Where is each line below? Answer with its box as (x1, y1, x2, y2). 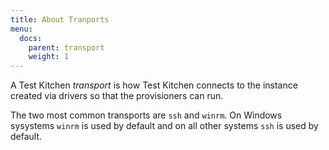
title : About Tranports (10, 14, 110, 25)
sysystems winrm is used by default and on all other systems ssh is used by (10, 120, 319, 132)
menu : (10, 24, 33, 34)
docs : (19, 33, 43, 43)
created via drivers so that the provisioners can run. (10, 90, 224, 102)
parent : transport (28, 42, 105, 53)
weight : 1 (28, 52, 70, 62)
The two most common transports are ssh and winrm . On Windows (10, 109, 283, 121)
